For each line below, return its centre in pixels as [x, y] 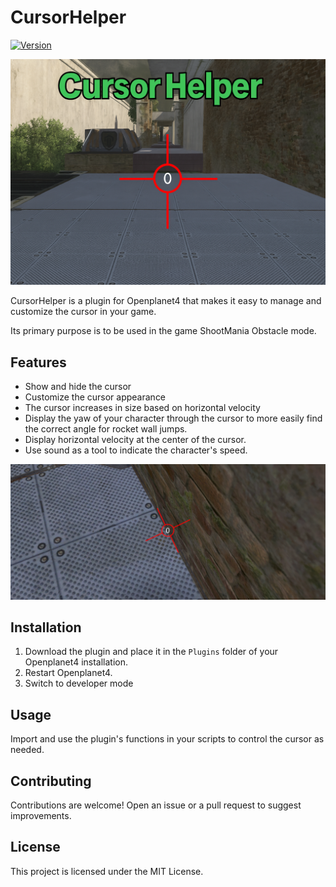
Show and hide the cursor [78, 387]
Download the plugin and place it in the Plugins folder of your [151, 652]
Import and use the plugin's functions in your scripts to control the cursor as [167, 739]
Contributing [51, 781]
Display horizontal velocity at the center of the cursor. [135, 440]
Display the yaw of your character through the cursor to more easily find [173, 418]
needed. [27, 750]
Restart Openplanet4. [68, 673]
